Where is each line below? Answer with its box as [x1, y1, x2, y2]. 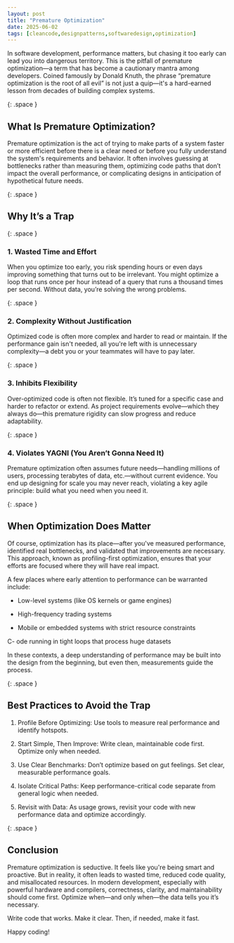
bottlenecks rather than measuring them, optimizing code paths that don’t [7, 162, 221, 170]
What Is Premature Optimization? [7, 120, 156, 132]
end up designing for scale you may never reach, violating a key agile [7, 479, 208, 487]
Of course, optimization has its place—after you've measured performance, [7, 539, 226, 547]
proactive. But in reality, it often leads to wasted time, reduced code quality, [7, 870, 226, 879]
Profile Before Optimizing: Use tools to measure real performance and [17, 718, 220, 726]
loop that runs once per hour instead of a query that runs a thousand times [7, 278, 223, 286]
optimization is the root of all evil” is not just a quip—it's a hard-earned [7, 79, 212, 88]
